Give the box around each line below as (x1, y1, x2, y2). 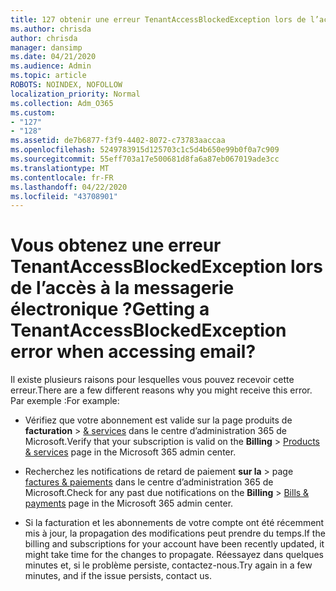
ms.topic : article (10, 71, 87, 81)
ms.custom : (10, 107, 56, 118)
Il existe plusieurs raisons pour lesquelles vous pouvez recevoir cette (10, 374, 295, 386)
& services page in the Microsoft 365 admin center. (24, 446, 237, 458)
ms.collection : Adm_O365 (10, 98, 114, 108)
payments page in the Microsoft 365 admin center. (24, 497, 234, 510)
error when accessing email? (10, 341, 257, 363)
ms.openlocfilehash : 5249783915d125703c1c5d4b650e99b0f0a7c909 (10, 145, 280, 155)
